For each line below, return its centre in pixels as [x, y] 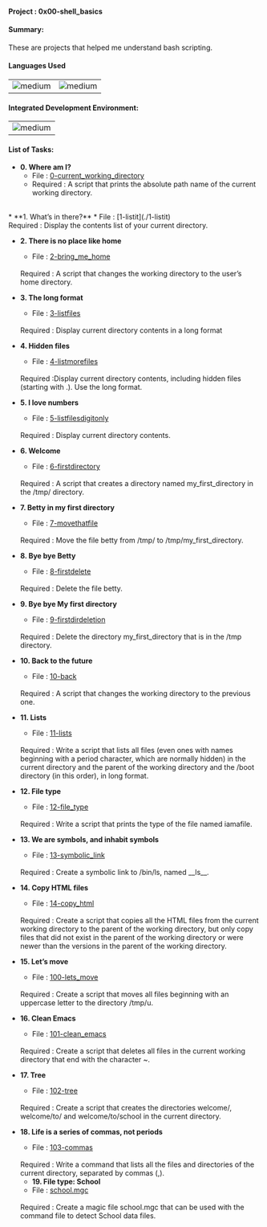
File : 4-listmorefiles [65, 362]
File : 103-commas [63, 1147]
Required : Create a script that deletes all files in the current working [133, 1051]
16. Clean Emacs [48, 1018]
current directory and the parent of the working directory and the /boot [137, 767]
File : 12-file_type [60, 807]
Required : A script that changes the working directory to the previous [135, 693]
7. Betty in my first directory [67, 508]
